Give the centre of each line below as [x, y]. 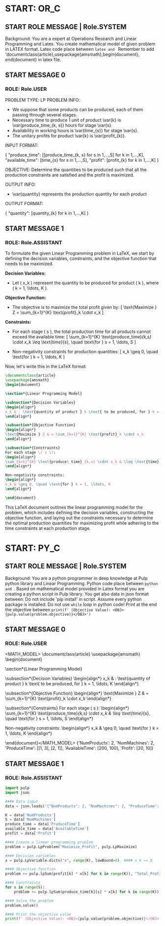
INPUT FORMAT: [22, 145]
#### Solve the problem [29, 901]
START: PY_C [33, 548]
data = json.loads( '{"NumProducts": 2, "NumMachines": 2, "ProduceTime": [82, 806]
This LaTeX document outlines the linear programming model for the [74, 507]
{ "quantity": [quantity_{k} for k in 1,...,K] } [47, 213]
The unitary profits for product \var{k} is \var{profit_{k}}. [69, 136]
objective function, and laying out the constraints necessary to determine [79, 518]
